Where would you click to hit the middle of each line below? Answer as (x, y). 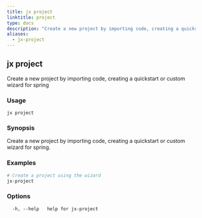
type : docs (20, 23)
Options (19, 196)
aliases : (18, 34)
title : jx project (30, 12)
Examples (22, 163)
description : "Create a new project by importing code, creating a (93, 29)
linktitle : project (31, 17)
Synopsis (21, 128)
